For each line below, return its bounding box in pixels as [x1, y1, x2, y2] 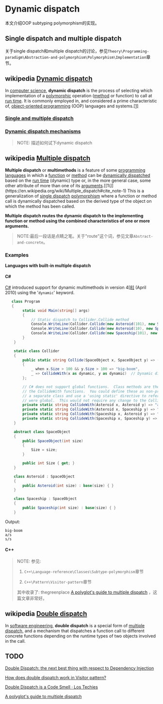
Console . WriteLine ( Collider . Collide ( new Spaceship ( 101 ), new [31, 331, 158, 336]
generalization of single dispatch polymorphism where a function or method [5, 193, 157, 199]
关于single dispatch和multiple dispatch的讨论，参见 [5, 48, 108, 54]
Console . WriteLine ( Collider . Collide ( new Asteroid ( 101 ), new [31, 322, 155, 327]
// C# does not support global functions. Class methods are [22, 384, 151, 389]
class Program [11, 299, 40, 304]
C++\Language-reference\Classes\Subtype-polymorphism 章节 [24, 569, 144, 575]
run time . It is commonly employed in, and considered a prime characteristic [5, 98, 157, 104]
